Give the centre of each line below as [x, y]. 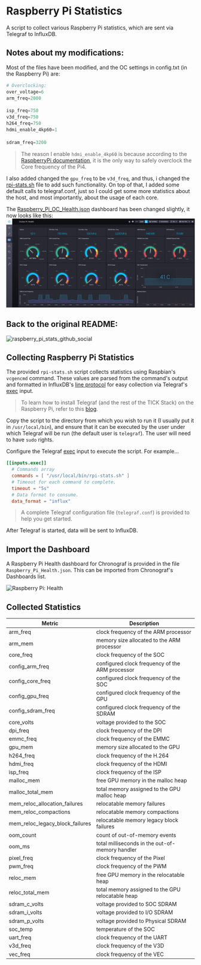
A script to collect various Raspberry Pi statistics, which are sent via [90, 28]
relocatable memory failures [131, 803]
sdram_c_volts [26, 904]
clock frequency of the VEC [130, 954]
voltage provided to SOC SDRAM [136, 904]
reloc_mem [22, 878]
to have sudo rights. [30, 440]
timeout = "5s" [31, 488]
